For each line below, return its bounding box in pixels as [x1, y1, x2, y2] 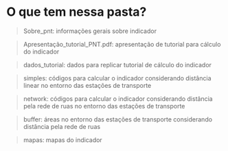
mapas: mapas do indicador [23, 135, 102, 144]
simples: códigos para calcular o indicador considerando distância [23, 73, 212, 82]
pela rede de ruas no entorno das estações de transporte [23, 102, 185, 110]
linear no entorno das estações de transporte [23, 81, 152, 89]
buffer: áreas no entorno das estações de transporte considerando [23, 115, 213, 124]
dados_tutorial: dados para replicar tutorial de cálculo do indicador [23, 60, 212, 69]
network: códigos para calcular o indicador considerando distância [23, 94, 214, 103]
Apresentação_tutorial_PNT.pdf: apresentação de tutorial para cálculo [23, 40, 221, 48]
